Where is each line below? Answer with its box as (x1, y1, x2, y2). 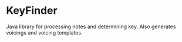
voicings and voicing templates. (6, 29, 83, 36)
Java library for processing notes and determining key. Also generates (6, 23, 176, 30)
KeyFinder (6, 4, 58, 17)
